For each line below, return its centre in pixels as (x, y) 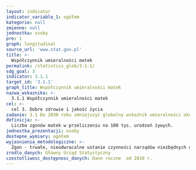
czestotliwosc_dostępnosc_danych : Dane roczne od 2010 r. (79, 158)
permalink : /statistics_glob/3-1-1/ (50, 66)
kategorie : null (26, 22)
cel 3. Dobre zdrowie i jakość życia (57, 109)
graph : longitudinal (31, 44)
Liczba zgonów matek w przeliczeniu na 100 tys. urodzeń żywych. (92, 126)
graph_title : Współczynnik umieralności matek (64, 88)
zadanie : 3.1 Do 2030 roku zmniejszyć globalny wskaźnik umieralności (94, 115)
